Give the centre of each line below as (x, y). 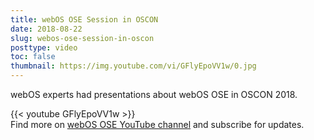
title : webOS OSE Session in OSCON (84, 19)
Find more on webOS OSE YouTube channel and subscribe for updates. (157, 124)
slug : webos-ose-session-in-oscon (82, 38)
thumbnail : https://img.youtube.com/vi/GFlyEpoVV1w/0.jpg (133, 66)
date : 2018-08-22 (46, 29)
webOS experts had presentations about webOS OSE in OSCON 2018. (154, 94)
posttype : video (44, 47)
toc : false (33, 57)
